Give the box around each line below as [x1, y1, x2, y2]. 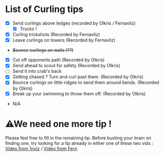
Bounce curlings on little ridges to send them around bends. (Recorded [12, 79, 159, 86]
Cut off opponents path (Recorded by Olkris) [12, 57, 105, 63]
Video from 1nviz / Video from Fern [5, 145, 78, 151]
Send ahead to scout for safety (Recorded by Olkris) [12, 63, 121, 69]
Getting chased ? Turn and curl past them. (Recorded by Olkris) [12, 74, 144, 80]
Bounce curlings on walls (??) [12, 47, 74, 53]
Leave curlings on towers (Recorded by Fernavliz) [12, 37, 115, 43]
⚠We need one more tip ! [5, 118, 112, 129]
